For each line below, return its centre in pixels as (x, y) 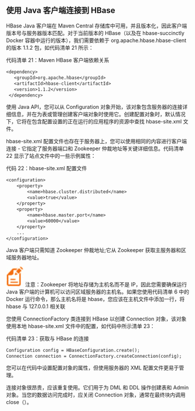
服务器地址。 (26, 257)
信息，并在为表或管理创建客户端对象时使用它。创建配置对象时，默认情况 (98, 114)
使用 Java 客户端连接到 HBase (61, 11)
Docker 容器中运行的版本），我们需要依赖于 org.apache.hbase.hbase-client (96, 40)
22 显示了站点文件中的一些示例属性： (51, 156)
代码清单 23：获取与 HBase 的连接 (47, 339)
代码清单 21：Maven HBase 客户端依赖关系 (58, 60)
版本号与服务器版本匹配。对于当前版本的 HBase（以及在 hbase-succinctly (95, 33)
